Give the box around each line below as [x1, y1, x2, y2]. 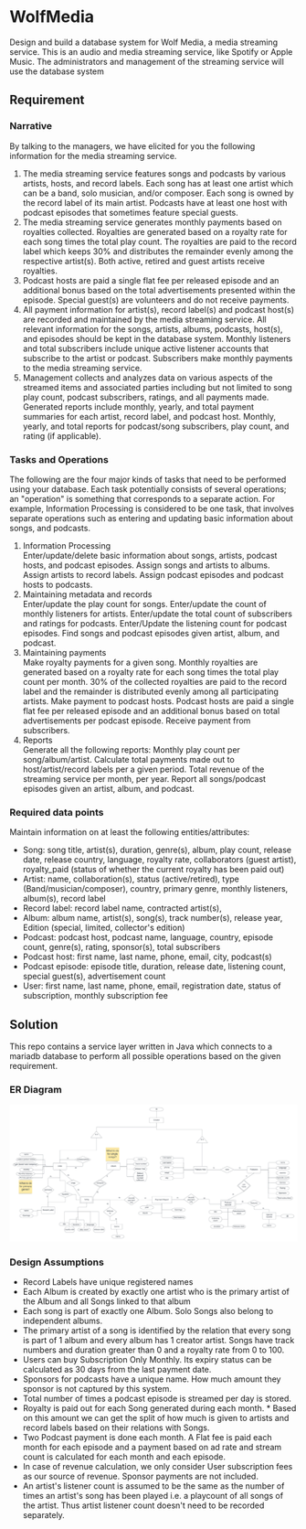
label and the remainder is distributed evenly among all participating [22, 686, 279, 697]
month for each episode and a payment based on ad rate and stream [22, 1442, 282, 1453]
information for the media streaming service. [9, 150, 177, 161]
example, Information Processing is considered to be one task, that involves [9, 503, 295, 514]
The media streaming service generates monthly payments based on [22, 217, 282, 228]
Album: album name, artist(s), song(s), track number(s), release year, [22, 913, 283, 924]
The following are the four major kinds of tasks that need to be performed [9, 474, 287, 485]
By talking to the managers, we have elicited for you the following [9, 140, 256, 152]
